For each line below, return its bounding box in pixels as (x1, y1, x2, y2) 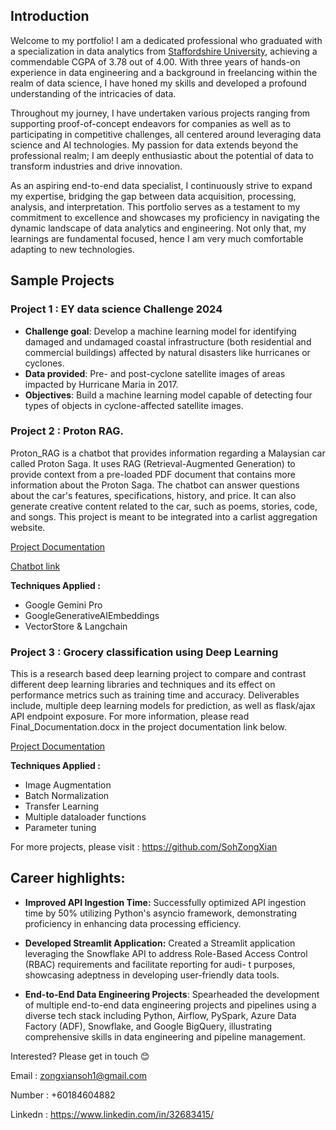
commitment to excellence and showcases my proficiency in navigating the (10, 211, 320, 223)
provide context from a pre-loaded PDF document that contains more (10, 468, 296, 480)
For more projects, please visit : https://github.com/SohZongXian (10, 841, 278, 853)
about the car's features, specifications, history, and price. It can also (10, 489, 297, 501)
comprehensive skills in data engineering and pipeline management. (24, 1030, 306, 1043)
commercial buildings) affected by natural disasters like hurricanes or (24, 346, 311, 358)
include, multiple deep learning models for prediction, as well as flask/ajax (10, 700, 316, 712)
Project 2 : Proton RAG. (10, 424, 124, 438)
